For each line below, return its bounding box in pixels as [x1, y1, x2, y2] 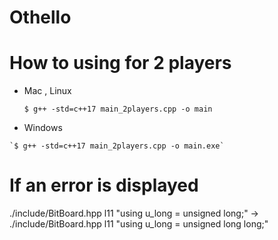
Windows [23, 122, 63, 134]
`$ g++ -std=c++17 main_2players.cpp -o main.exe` [9, 141, 225, 151]
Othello [9, 6, 72, 29]
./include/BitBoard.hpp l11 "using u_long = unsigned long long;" [9, 218, 269, 230]
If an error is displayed [9, 174, 199, 197]
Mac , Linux [23, 85, 72, 97]
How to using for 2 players [9, 52, 232, 75]
